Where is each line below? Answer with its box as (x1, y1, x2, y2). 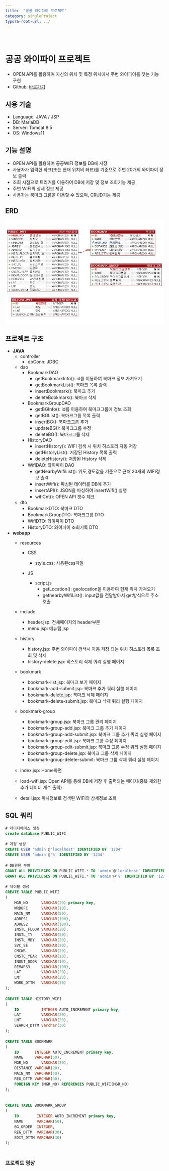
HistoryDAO (27, 437, 52, 443)
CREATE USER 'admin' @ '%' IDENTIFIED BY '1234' (5, 852, 105, 858)
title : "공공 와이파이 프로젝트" (5, 8, 67, 13)
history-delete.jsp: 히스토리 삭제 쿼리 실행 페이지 (27, 659, 124, 665)
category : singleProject (5, 13, 57, 19)
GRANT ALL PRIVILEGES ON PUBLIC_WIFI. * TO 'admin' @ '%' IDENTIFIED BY (5, 874, 154, 879)
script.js (35, 580, 52, 586)
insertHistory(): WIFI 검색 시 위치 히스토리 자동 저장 (35, 443, 137, 449)
